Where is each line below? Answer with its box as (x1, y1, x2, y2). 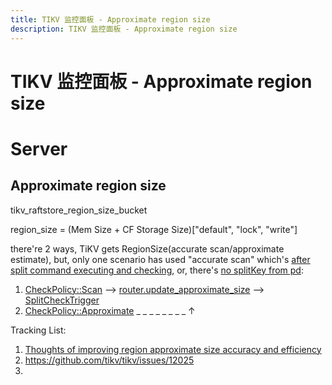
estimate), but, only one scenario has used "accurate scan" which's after (10, 253, 311, 265)
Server (10, 137, 68, 160)
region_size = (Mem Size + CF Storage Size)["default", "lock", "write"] (10, 223, 298, 235)
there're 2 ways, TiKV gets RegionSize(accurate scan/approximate (10, 242, 285, 255)
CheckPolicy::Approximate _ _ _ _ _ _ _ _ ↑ (24, 304, 196, 316)
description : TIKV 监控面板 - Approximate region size (10, 24, 238, 34)
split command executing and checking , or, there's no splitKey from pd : (10, 264, 304, 276)
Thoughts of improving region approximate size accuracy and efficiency (24, 343, 322, 355)
